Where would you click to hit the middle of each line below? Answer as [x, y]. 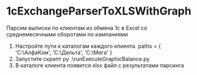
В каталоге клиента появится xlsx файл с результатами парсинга [99, 65]
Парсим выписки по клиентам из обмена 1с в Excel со [77, 28]
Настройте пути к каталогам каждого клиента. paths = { [88, 46]
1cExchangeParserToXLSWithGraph [99, 11]
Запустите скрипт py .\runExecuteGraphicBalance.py [82, 59]
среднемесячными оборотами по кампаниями [67, 34]
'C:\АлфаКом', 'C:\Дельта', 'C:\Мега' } [64, 52]
